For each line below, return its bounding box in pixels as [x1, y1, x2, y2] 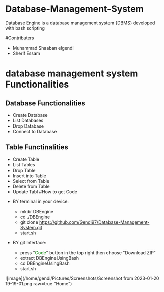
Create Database [12, 112, 48, 118]
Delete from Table [12, 183, 50, 189]
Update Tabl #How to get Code [12, 188, 77, 195]
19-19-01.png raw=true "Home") [5, 280, 72, 286]
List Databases [12, 117, 44, 123]
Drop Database [12, 122, 44, 129]
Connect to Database [12, 128, 57, 134]
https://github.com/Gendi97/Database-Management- [39, 219, 150, 225]
